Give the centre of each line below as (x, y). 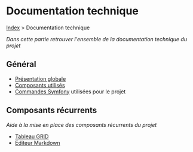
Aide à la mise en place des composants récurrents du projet (82, 124)
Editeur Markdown (38, 142)
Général (22, 64)
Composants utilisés (40, 85)
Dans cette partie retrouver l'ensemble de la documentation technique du (96, 39)
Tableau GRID (32, 136)
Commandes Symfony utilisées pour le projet (70, 92)
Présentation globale (40, 78)
